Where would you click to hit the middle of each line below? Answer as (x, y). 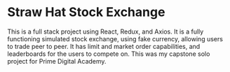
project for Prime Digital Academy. (57, 61)
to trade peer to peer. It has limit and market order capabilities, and (104, 46)
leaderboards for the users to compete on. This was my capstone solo (109, 54)
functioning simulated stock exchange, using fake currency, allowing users (115, 38)
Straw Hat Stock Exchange (86, 12)
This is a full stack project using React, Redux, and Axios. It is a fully (106, 31)
